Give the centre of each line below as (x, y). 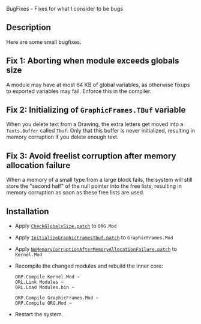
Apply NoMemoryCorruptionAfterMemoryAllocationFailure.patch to (96, 249)
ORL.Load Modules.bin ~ (45, 287)
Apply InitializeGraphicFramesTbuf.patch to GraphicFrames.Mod (94, 238)
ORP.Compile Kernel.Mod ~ (47, 277)
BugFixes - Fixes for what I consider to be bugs (65, 9)
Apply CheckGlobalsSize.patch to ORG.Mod (66, 226)
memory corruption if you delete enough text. (62, 137)
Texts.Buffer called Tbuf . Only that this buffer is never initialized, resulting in (101, 131)
